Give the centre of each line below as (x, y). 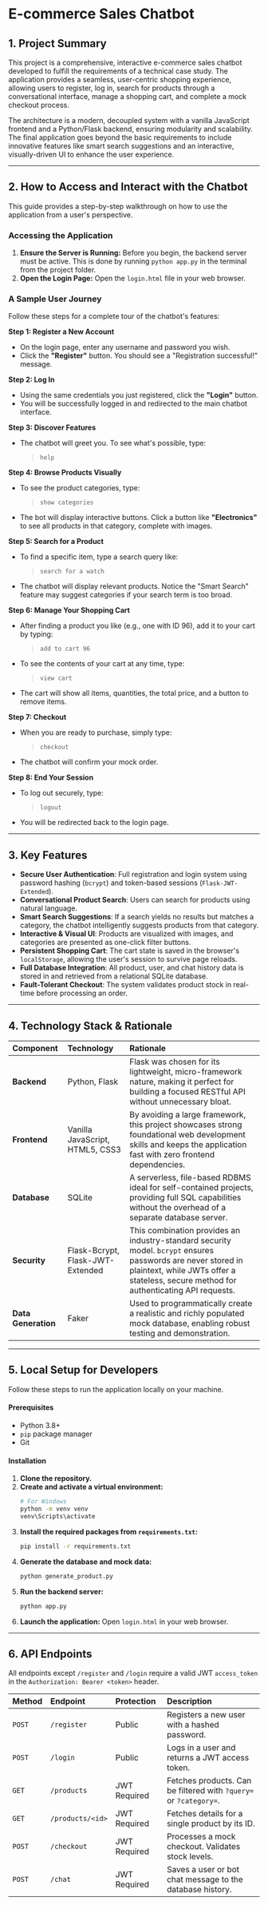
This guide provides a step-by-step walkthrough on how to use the (118, 206)
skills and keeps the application (188, 1145)
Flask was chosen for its (175, 1062)
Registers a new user (206, 1715)
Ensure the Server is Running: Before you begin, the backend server (133, 253)
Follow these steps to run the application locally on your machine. (116, 1389)
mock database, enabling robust (190, 1324)
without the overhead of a (177, 1208)
